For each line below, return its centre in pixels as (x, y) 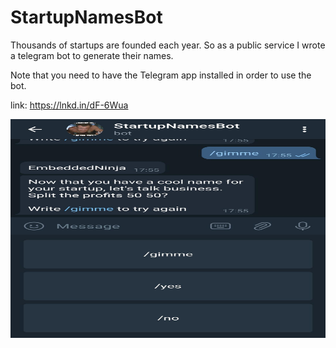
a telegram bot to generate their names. (92, 55)
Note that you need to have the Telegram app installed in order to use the (161, 75)
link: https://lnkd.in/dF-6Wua (69, 105)
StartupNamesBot (86, 17)
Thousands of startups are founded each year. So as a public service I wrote (168, 45)
